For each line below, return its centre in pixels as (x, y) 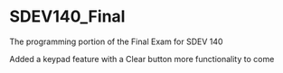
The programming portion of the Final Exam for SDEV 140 (116, 41)
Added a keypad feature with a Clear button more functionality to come (142, 59)
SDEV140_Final (67, 17)
